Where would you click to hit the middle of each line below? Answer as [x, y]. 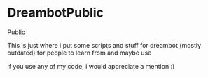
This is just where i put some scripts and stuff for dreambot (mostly [104, 45]
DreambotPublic [55, 13]
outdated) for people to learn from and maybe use [79, 53]
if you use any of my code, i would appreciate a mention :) [91, 66]
